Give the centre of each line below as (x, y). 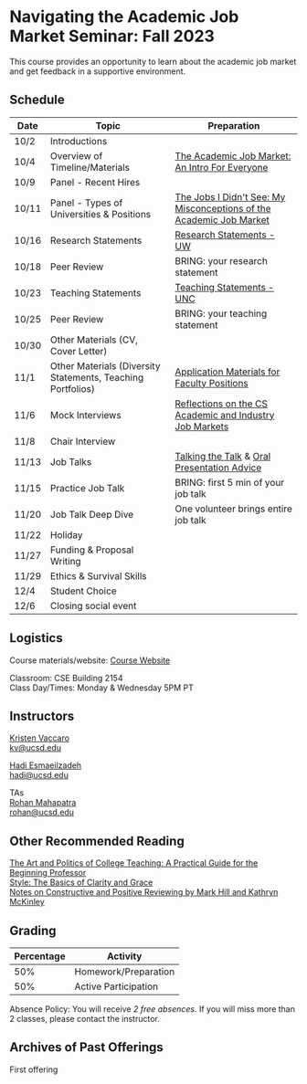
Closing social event (93, 605)
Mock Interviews (85, 415)
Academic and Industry (225, 415)
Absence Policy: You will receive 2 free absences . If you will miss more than (152, 1009)
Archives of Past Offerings (86, 1047)
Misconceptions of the (223, 208)
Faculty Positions (212, 383)
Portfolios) (73, 388)
